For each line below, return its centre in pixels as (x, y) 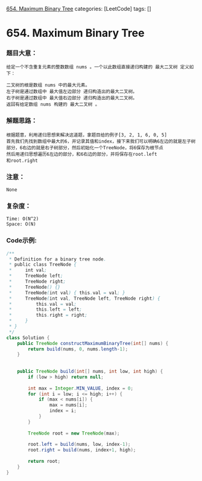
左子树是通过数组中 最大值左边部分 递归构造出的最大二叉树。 (72, 92)
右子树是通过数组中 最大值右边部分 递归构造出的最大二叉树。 (72, 98)
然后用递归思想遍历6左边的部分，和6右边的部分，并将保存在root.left (82, 154)
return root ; (44, 462)
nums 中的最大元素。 (68, 85)
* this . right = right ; (48, 315)
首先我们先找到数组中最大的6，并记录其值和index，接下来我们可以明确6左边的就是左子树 (101, 141)
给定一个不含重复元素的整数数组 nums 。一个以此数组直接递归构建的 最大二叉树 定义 (98, 67)
